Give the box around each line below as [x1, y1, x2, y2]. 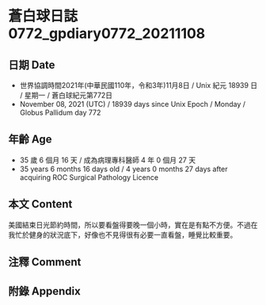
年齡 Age [8, 132, 52, 147]
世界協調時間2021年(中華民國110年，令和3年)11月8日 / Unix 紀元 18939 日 [19, 81, 258, 90]
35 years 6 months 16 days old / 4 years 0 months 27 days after [19, 164, 228, 173]
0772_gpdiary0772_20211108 [8, 25, 206, 43]
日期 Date [8, 58, 55, 71]
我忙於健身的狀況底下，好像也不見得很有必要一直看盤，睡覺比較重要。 [8, 230, 237, 239]
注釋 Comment [8, 255, 82, 269]
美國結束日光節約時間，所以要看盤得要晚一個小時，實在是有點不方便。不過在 [8, 219, 258, 230]
